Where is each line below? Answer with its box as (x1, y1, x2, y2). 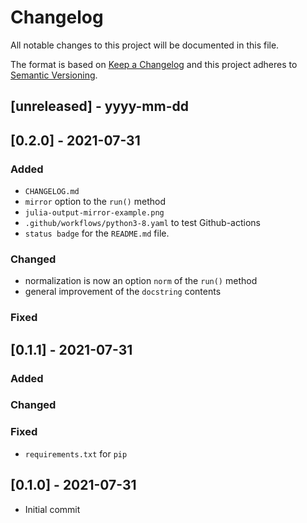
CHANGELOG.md (24, 187, 80, 197)
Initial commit (24, 503, 81, 515)
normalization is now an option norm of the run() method (24, 275, 258, 287)
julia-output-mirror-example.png (24, 208, 165, 218)
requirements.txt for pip (24, 447, 128, 460)
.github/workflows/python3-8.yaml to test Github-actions (24, 217, 261, 229)
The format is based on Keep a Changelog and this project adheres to (10, 58, 298, 70)
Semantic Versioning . (10, 69, 98, 81)
